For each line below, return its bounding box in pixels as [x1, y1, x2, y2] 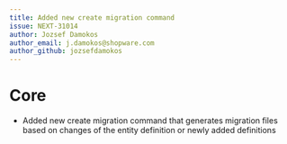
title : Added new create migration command [9, 13, 175, 22]
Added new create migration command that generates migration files [22, 115, 279, 126]
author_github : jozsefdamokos [9, 47, 123, 56]
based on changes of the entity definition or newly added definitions [22, 125, 276, 136]
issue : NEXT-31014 [9, 22, 78, 31]
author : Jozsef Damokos [9, 30, 99, 39]
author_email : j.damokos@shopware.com [9, 38, 155, 48]
